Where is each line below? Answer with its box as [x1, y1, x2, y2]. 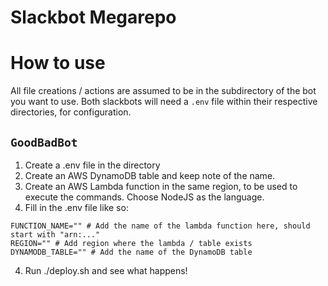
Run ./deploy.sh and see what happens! [24, 264, 188, 276]
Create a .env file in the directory [24, 159, 161, 171]
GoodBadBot [10, 135, 78, 150]
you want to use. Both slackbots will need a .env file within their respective [10, 96, 318, 108]
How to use [10, 52, 106, 75]
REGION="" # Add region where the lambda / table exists [10, 238, 253, 248]
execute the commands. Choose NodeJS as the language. [24, 191, 265, 203]
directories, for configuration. [10, 106, 132, 118]
